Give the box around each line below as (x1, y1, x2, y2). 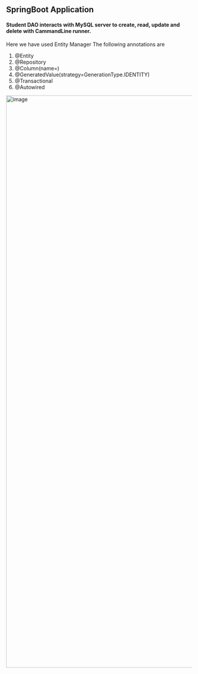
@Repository (14, 58, 47, 66)
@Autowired (14, 83, 45, 90)
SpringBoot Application (6, 5, 94, 15)
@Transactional (14, 77, 53, 84)
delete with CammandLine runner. (6, 27, 91, 34)
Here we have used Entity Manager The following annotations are (6, 41, 165, 48)
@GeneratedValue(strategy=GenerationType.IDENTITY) (14, 71, 150, 78)
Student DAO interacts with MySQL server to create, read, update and (6, 21, 180, 28)
